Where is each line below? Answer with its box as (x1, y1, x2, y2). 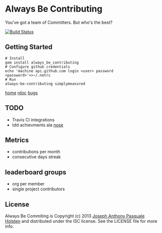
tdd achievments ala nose (12, 122, 64, 128)
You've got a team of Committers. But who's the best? (5, 19, 113, 25)
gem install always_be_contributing (5, 60, 79, 65)
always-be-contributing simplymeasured (5, 81, 86, 86)
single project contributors (12, 186, 65, 192)
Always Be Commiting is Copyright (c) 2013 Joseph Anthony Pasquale (5, 213, 145, 219)
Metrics (5, 136, 29, 144)
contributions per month (12, 149, 60, 155)
